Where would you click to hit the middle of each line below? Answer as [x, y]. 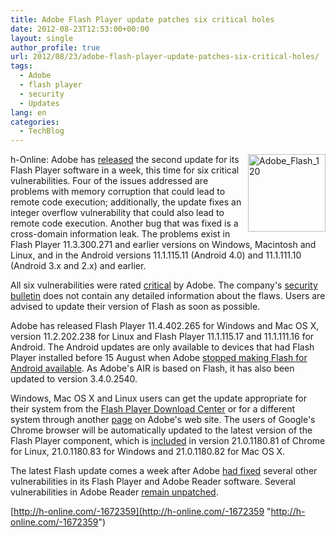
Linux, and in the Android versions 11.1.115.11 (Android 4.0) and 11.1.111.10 [156, 255]
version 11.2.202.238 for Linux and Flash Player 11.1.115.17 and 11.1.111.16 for [162, 337]
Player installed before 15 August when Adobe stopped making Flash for [159, 358]
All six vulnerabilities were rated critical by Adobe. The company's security [164, 285]
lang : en [28, 112]
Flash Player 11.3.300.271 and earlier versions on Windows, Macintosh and [163, 245]
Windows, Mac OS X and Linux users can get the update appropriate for [158, 398]
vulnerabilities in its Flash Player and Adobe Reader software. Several [153, 482]
